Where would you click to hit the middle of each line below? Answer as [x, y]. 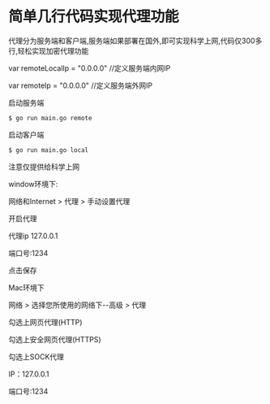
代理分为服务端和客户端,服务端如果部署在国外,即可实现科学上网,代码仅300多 [135, 41]
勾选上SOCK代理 [36, 356]
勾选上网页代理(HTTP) [45, 322]
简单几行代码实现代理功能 [94, 17]
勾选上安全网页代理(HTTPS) [55, 339]
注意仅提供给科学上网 [44, 167]
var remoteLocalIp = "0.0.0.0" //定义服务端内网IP [90, 68]
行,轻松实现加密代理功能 [49, 50]
